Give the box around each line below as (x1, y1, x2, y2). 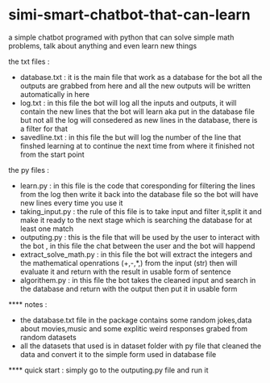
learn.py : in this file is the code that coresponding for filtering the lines (19, 180, 255, 191)
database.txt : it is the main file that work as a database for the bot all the (19, 72, 263, 82)
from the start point (19, 149, 85, 159)
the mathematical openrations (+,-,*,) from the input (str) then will (19, 258, 238, 267)
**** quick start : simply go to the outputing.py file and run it (8, 365, 209, 375)
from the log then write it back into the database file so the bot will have (19, 189, 259, 199)
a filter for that (19, 124, 69, 133)
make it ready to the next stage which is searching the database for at (19, 215, 252, 225)
